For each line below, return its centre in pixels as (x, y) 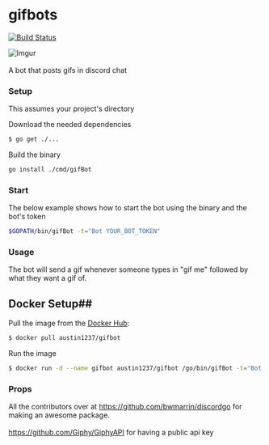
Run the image (32, 354)
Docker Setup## (50, 304)
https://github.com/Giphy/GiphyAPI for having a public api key (111, 432)
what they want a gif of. (48, 278)
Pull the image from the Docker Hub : (69, 323)
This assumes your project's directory (71, 109)
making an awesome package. (59, 415)
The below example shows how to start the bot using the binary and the (128, 208)
